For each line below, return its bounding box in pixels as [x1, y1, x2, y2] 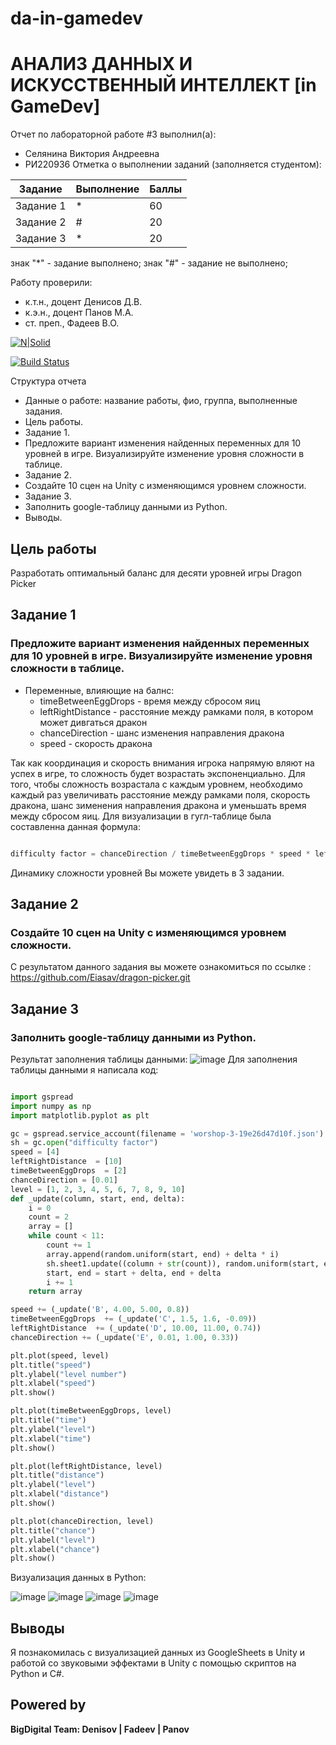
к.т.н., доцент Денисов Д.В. [24, 296, 143, 308]
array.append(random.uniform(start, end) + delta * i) [46, 1249, 280, 1259]
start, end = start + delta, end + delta [46, 1268, 222, 1278]
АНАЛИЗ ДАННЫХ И [10, 53, 193, 76]
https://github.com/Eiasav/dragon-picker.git [10, 972, 191, 984]
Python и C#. [10, 1668, 65, 1680]
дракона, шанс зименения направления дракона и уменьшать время [10, 799, 307, 811]
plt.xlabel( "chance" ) [10, 1544, 101, 1554]
